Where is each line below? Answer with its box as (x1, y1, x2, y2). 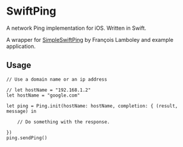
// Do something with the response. (17, 118, 111, 125)
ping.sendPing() (6, 135, 47, 141)
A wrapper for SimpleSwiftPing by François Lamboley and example (6, 36, 174, 43)
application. (6, 43, 36, 50)
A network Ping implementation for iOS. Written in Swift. (6, 24, 147, 32)
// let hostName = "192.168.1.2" (6, 87, 91, 93)
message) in (6, 108, 36, 114)
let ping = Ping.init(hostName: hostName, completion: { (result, (6, 103, 178, 109)
